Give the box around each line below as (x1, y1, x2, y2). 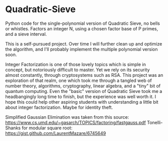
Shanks (5, 125, 21, 131)
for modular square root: (22, 125, 73, 131)
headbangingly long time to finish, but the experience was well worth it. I (5, 93, 156, 100)
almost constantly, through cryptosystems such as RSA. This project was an (5, 72, 163, 78)
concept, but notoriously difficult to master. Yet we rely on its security (5, 67, 150, 73)
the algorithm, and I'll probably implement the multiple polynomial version (5, 46, 158, 52)
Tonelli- (147, 119, 163, 125)
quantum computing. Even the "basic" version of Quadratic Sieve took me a (5, 88, 162, 94)
